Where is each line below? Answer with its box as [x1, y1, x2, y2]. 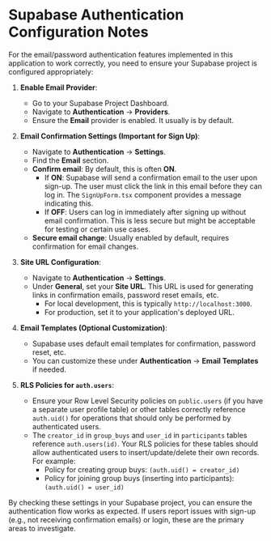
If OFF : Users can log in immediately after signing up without [44, 207, 247, 216]
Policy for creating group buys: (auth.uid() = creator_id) [44, 464, 240, 475]
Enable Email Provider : [19, 83, 98, 92]
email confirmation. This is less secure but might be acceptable [44, 215, 256, 225]
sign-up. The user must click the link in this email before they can [44, 181, 263, 191]
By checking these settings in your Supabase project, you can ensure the [8, 497, 252, 507]
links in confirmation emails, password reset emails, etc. [32, 290, 219, 300]
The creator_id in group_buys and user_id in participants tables [32, 430, 248, 440]
